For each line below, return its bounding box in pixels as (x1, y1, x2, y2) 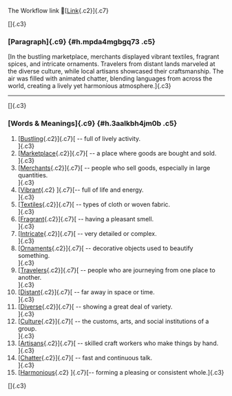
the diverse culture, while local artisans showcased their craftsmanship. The (8, 67, 224, 76)
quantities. (17, 170, 48, 179)
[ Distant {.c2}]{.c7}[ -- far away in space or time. (17, 287, 156, 296)
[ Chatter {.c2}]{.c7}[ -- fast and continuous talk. (17, 353, 153, 362)
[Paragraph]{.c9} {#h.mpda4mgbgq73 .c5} (8, 36, 156, 46)
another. (17, 273, 42, 281)
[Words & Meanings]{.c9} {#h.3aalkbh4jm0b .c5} (8, 119, 178, 129)
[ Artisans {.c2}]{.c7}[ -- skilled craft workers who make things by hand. (17, 339, 219, 347)
